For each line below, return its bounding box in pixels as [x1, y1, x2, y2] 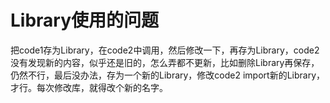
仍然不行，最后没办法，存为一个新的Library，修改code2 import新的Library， [10, 69, 326, 81]
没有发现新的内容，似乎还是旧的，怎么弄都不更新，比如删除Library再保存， [10, 56, 320, 68]
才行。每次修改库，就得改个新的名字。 [10, 81, 168, 93]
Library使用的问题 [10, 9, 160, 32]
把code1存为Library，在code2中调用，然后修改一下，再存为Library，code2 [10, 44, 320, 56]
